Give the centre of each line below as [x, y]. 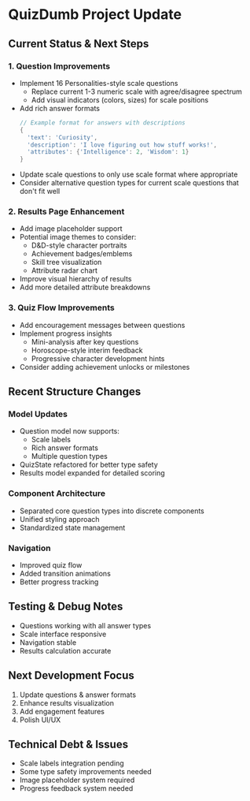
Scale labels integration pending [72, 763]
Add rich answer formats [60, 108]
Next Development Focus [72, 676]
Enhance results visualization [67, 702]
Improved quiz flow [51, 565]
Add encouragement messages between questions [102, 325]
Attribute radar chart [64, 270]
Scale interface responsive [63, 634]
